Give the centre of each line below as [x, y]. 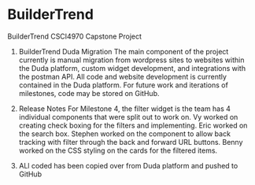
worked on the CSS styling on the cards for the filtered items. [118, 150]
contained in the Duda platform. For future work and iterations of [124, 85]
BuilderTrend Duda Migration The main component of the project [124, 51]
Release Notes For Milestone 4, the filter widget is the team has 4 [125, 109]
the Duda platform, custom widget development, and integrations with [132, 68]
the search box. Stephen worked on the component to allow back [125, 133]
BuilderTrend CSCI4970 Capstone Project [75, 36]
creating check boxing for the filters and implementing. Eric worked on [133, 125]
